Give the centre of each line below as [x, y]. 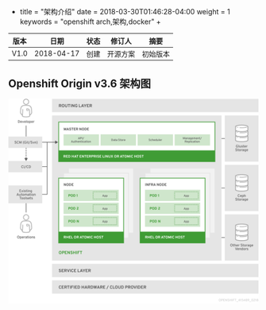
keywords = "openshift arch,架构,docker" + [90, 21]
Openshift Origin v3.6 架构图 [79, 83]
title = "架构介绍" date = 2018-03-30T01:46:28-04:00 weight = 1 [125, 12]
